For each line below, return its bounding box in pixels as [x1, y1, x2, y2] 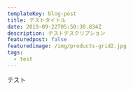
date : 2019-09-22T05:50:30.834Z [7, 23, 101, 30]
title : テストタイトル [7, 17, 66, 24]
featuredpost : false [7, 36, 68, 43]
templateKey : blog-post [7, 10, 77, 17]
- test [13, 56, 33, 63]
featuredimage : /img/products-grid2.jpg [7, 43, 127, 50]
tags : [7, 50, 23, 57]
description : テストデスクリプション [7, 29, 106, 37]
